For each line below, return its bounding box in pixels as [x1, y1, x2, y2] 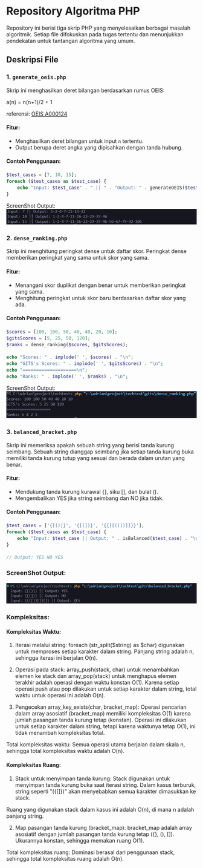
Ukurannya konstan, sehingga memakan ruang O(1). [14, 837, 145, 844]
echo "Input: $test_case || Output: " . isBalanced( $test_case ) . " [17, 535, 193, 541]
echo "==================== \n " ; [6, 367, 88, 373]
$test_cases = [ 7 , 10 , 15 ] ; [6, 172, 77, 178]
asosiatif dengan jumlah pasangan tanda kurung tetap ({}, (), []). [14, 830, 175, 838]
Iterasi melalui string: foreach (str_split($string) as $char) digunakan [14, 642, 185, 649]
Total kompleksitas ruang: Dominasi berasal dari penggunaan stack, [6, 849, 175, 856]
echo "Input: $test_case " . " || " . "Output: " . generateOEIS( [17, 185, 185, 191]
